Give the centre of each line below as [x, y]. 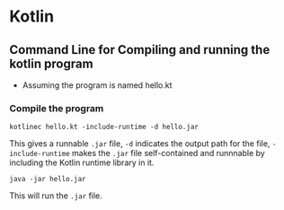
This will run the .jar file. [56, 196]
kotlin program [51, 63]
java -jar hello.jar [48, 179]
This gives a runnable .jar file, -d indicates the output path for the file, [140, 144]
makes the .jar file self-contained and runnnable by [168, 153]
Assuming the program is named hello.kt [97, 85]
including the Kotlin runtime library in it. [82, 162]
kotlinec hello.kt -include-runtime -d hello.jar [104, 127]
